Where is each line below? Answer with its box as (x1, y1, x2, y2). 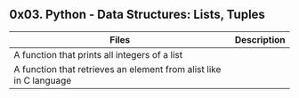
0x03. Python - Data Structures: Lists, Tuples (9, 7, 265, 22)
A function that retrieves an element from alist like (13, 62, 222, 75)
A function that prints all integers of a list (13, 48, 183, 61)
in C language (13, 74, 72, 86)
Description (234, 33, 286, 45)
